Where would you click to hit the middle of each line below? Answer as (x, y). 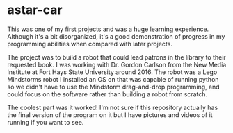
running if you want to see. (46, 122)
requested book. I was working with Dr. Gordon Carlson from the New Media (117, 64)
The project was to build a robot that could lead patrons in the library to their (116, 57)
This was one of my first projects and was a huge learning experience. (108, 29)
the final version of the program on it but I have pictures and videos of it (110, 115)
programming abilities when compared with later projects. (90, 44)
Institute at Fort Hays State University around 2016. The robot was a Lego (112, 72)
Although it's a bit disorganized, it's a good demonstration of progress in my (116, 36)
